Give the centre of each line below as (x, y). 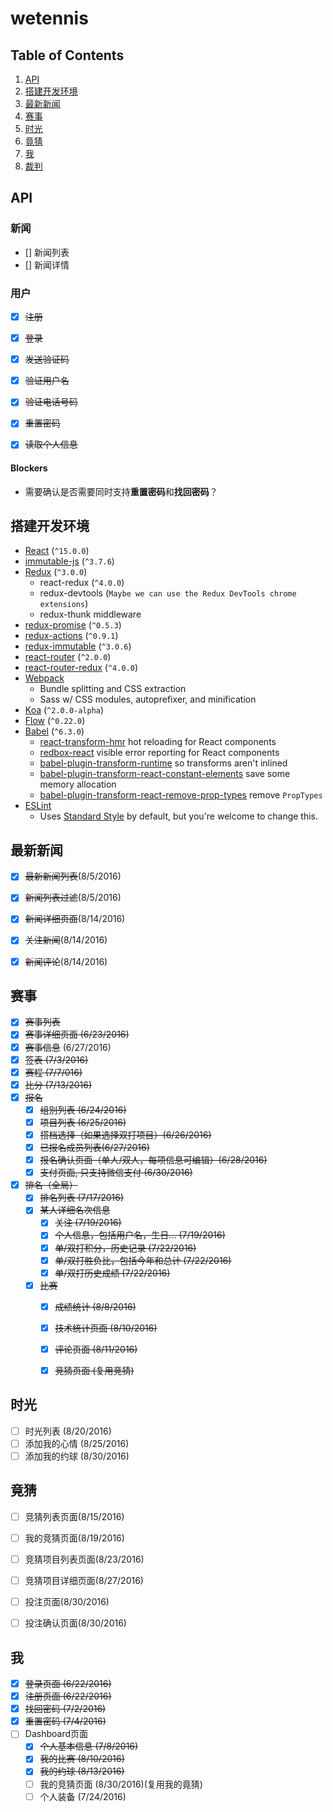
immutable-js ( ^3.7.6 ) (69, 561)
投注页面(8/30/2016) (67, 1602)
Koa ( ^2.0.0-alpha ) (64, 710)
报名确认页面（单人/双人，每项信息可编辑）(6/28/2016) (153, 1160)
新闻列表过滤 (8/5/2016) (73, 898)
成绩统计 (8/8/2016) (95, 1306)
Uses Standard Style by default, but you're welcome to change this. (179, 816)
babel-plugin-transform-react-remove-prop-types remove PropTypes (181, 795)
